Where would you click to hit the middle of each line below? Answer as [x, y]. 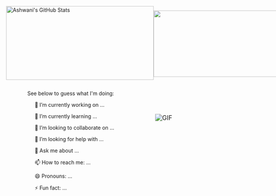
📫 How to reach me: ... [63, 162]
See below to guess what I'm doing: [71, 93]
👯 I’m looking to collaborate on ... [75, 128]
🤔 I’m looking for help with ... [69, 139]
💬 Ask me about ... [57, 151]
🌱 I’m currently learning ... [66, 116]
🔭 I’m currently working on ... [70, 105]
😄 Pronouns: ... [53, 176]
